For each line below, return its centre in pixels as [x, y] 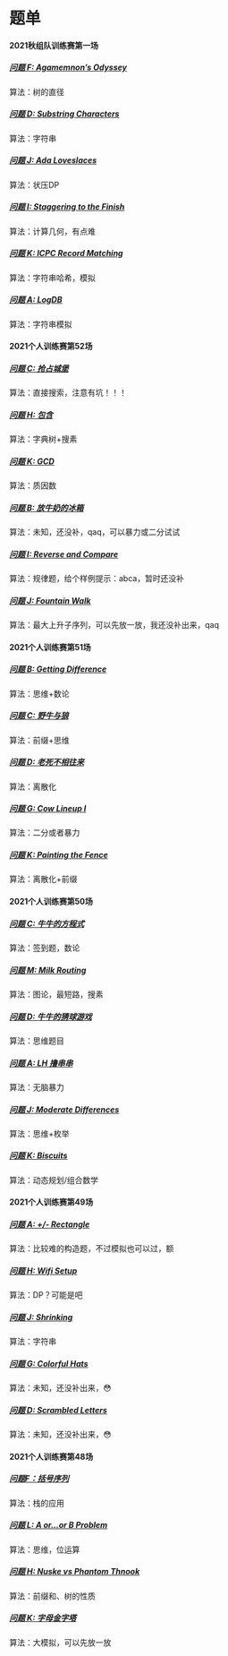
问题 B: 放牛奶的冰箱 [46, 508]
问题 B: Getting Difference [58, 669]
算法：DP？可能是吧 [46, 1295]
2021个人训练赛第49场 [51, 1202]
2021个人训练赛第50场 [51, 902]
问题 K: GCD [32, 461]
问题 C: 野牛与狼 [39, 716]
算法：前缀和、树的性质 [52, 1596]
